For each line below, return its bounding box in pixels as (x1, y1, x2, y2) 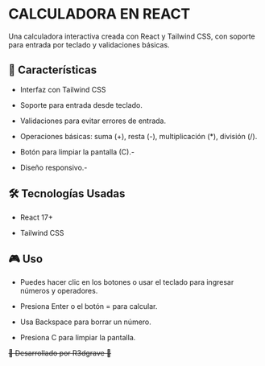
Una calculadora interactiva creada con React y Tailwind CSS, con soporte (8, 31, 255, 41)
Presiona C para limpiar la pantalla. (19, 333, 136, 343)
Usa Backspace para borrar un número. (19, 317, 151, 327)
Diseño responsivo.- (19, 162, 88, 172)
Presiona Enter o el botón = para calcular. (19, 302, 158, 311)
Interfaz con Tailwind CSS (19, 84, 106, 94)
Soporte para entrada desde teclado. (19, 100, 143, 109)
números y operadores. (19, 286, 98, 296)
